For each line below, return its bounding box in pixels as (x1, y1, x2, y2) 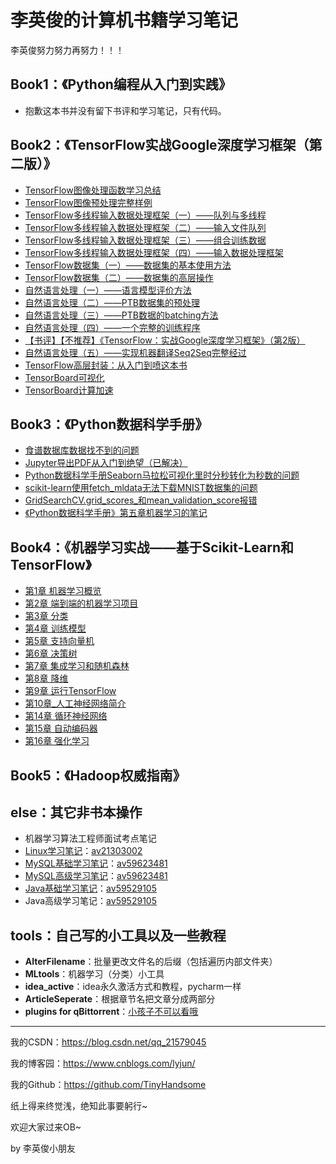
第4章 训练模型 (24, 622, 87, 635)
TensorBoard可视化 (24, 371, 105, 383)
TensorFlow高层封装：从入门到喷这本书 (24, 359, 188, 371)
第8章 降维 (24, 672, 69, 685)
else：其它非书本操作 (10, 804, 143, 821)
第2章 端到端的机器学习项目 (24, 597, 139, 610)
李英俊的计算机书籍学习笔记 (10, 9, 239, 32)
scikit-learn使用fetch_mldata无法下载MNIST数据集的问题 (24, 482, 258, 494)
